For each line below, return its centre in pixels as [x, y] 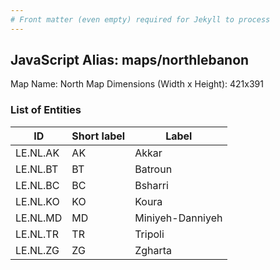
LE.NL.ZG [37, 250]
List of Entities [46, 110]
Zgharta [153, 250]
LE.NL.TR [37, 234]
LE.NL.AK [37, 153]
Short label [98, 136]
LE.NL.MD [39, 218]
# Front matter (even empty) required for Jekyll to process [140, 19]
